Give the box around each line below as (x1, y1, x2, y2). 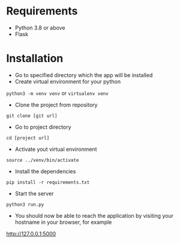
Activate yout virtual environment (14, 146, 97, 153)
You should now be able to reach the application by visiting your (14, 212, 174, 219)
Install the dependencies (14, 167, 76, 175)
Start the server (14, 189, 54, 197)
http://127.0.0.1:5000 (6, 230, 56, 237)
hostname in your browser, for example (14, 218, 112, 226)
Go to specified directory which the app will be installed (14, 71, 153, 79)
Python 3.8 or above (14, 24, 65, 31)
